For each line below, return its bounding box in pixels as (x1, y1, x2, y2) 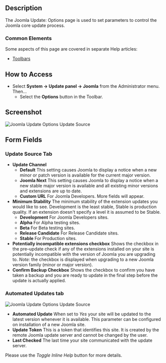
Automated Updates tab (5, 290, 64, 297)
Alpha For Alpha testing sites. (19, 220, 81, 226)
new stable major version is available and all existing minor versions (19, 183, 159, 189)
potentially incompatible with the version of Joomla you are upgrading (12, 251, 156, 257)
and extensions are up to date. (19, 188, 82, 194)
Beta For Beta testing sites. (19, 225, 75, 231)
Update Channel (12, 162, 47, 168)
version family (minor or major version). (12, 262, 93, 268)
